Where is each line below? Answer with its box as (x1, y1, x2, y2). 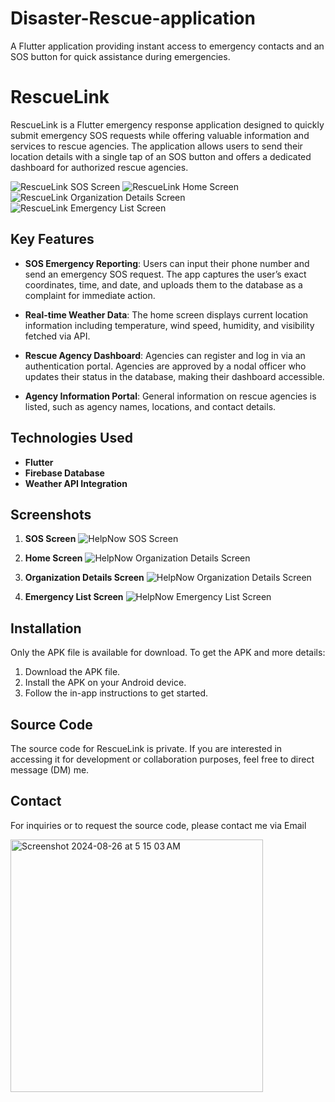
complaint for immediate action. (24, 289, 156, 301)
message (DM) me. (10, 763, 90, 776)
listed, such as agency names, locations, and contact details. (24, 400, 277, 412)
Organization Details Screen (24, 572, 145, 584)
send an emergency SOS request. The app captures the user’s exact (24, 268, 307, 280)
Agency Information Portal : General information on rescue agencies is (24, 390, 317, 402)
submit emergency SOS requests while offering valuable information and (10, 129, 310, 141)
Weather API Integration (24, 477, 128, 489)
